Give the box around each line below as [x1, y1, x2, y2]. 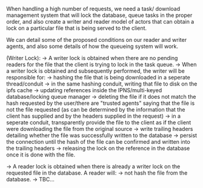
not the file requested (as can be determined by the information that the [6, 106, 185, 113]
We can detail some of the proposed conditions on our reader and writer [6, 36, 187, 43]
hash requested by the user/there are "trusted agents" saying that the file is [6, 99, 195, 107]
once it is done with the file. [6, 151, 76, 158]
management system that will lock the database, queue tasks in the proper [6, 12, 193, 19]
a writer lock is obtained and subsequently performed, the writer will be [6, 67, 185, 75]
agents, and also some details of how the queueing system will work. [6, 42, 179, 50]
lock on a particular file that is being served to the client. [6, 24, 147, 32]
